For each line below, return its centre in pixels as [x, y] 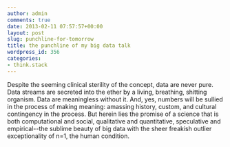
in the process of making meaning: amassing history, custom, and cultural [112, 106]
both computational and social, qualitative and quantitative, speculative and [114, 121]
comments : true [29, 20]
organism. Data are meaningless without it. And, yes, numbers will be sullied [115, 99]
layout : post [26, 33]
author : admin [28, 13]
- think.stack [28, 65]
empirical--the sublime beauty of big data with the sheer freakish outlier [109, 128]
